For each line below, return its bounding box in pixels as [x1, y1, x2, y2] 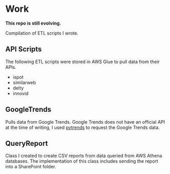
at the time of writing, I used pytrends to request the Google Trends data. [5, 124, 160, 130]
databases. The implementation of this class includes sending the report [5, 158, 158, 164]
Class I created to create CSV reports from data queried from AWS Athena [5, 152, 163, 159]
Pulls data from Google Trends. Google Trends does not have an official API [5, 119, 165, 125]
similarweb [12, 79, 36, 85]
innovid [12, 90, 29, 96]
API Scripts [5, 45, 42, 54]
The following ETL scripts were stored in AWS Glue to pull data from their [5, 59, 160, 65]
